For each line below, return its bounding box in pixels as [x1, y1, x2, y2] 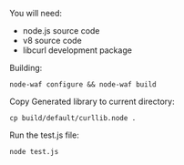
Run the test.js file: [9, 129, 79, 140]
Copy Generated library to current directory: [9, 96, 175, 107]
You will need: [9, 8, 62, 18]
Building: [9, 63, 43, 73]
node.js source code [22, 26, 100, 36]
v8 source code [22, 36, 82, 46]
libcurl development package [22, 45, 132, 56]
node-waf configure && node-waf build [9, 80, 157, 89]
